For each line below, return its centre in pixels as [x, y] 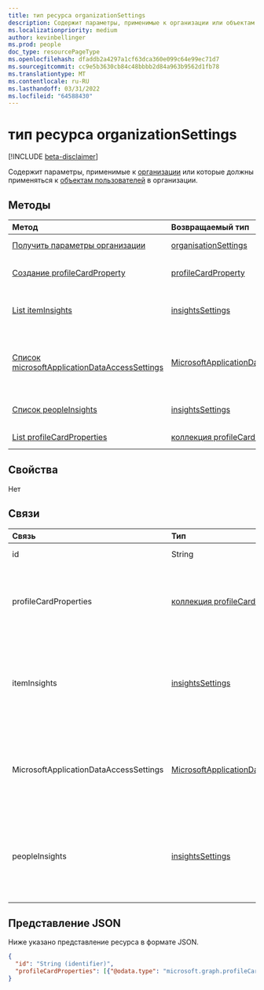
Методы [29, 205]
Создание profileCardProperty [69, 273]
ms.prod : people [35, 45]
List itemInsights [42, 310]
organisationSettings [209, 245]
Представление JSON [64, 924]
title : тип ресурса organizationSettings [77, 15]
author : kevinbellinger [47, 37]
